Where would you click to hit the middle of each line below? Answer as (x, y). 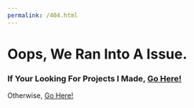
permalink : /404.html (43, 15)
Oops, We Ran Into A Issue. (97, 54)
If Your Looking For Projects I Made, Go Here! (95, 78)
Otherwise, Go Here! (40, 95)
